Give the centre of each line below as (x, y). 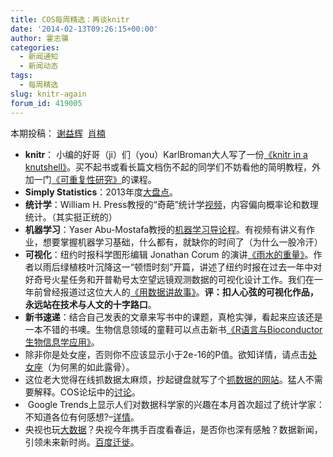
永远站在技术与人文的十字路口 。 (90, 304)
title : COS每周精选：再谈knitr (70, 19)
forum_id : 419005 (46, 103)
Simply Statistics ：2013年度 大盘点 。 (101, 192)
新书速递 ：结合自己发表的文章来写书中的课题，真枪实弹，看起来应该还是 (173, 317)
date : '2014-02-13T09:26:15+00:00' (84, 29)
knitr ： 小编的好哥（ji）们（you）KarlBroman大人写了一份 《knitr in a (166, 154)
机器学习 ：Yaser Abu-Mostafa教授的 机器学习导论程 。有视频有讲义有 (165, 229)
